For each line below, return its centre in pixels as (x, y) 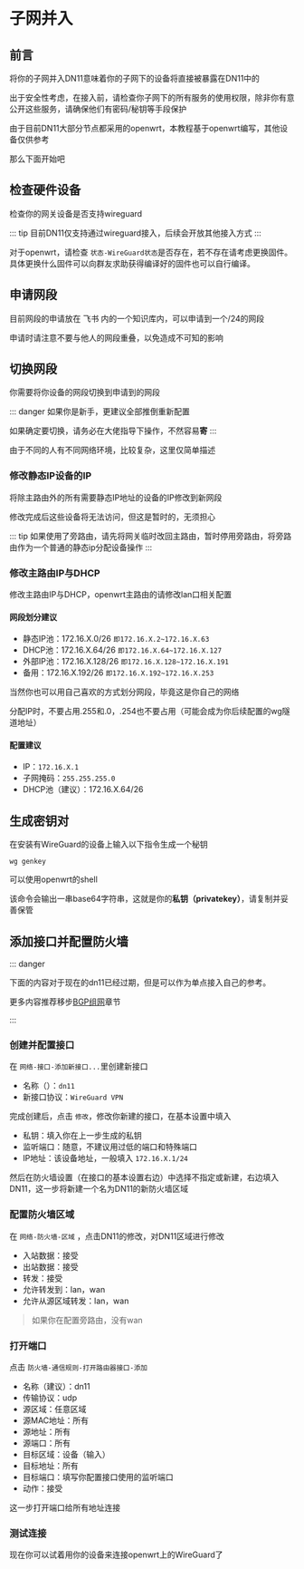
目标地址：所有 (50, 1466)
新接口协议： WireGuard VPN (73, 1097)
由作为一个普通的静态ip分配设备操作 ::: (81, 547)
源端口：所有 (46, 1443)
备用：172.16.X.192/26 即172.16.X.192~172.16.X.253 (118, 673)
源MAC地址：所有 (55, 1420)
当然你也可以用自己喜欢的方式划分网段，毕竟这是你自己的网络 (124, 692)
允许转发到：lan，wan (64, 1289)
